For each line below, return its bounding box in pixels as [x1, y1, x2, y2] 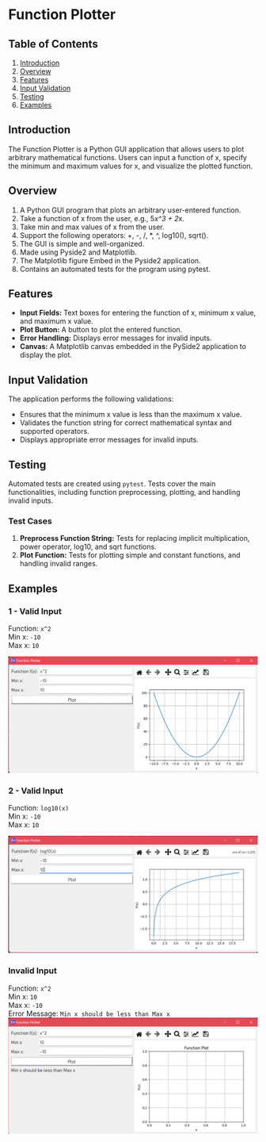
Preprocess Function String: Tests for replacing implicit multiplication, [19, 534, 250, 543]
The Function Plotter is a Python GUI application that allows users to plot [8, 144, 245, 154]
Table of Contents [8, 37, 99, 51]
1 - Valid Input [8, 605, 62, 616]
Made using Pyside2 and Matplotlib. [19, 247, 137, 257]
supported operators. [19, 427, 89, 436]
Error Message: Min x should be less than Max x [8, 1009, 170, 1018]
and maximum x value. [19, 316, 93, 326]
